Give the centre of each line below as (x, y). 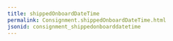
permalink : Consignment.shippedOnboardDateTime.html (87, 20)
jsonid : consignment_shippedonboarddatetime (74, 26)
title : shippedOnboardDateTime (54, 14)
